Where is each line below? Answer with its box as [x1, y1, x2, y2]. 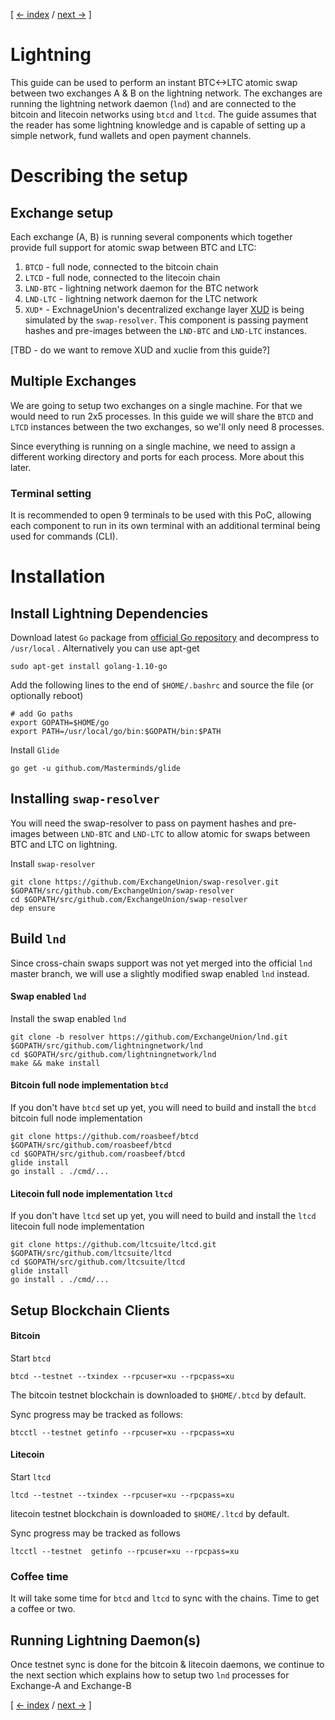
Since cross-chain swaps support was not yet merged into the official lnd [10, 957, 313, 969]
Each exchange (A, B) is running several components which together [10, 230, 293, 243]
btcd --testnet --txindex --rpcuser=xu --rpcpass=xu [10, 1371, 235, 1381]
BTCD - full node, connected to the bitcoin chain [24, 260, 219, 273]
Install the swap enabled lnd [10, 1012, 127, 1024]
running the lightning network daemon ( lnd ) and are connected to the [10, 97, 297, 109]
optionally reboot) [10, 690, 84, 702]
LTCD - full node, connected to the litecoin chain [24, 271, 221, 283]
